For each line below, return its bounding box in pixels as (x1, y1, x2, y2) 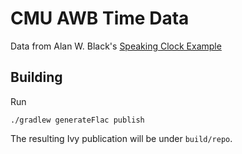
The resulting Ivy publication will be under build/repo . (10, 132, 233, 144)
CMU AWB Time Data (10, 7, 190, 30)
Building (10, 69, 63, 86)
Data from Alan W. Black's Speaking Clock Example (10, 40, 222, 52)
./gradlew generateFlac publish (10, 115, 145, 125)
